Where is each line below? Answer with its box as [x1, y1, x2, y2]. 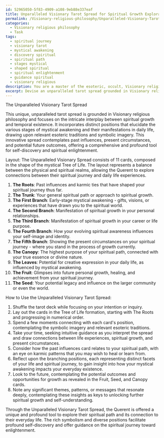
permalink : [5, 16, 28, 21]
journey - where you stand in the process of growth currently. [12, 244, 137, 250]
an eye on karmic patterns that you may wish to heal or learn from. [12, 351, 146, 357]
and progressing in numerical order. [12, 314, 85, 320]
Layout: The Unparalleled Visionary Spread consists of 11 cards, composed [5, 157, 156, 163]
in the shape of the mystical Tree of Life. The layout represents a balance [5, 162, 152, 168]
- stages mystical [10, 61, 48, 66]
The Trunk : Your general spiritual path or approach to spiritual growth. [12, 192, 154, 198]
